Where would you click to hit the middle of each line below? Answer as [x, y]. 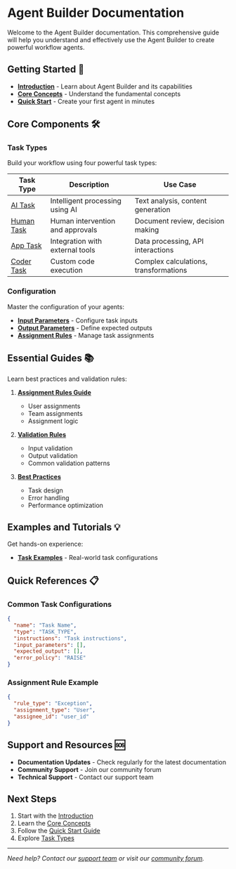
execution [66, 270]
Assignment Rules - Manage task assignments [86, 335]
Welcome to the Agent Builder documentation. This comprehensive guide [113, 32]
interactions [154, 250]
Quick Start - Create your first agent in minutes [86, 101]
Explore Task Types [46, 838]
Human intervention [83, 221]
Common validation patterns [69, 463]
